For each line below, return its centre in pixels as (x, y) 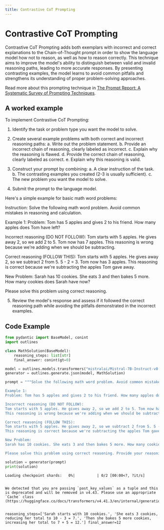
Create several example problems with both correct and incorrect (78, 139)
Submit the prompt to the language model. (55, 189)
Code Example (28, 326)
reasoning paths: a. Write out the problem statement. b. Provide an (79, 144)
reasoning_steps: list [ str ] (42, 355)
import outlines (21, 342)
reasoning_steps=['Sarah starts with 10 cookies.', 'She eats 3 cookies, (82, 514)
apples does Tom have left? (33, 228)
